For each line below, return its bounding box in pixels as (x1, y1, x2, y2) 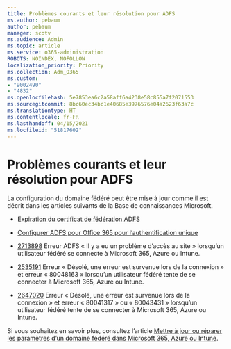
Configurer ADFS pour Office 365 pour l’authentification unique (17, 229, 198, 237)
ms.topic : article (7, 42, 60, 49)
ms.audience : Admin (7, 36, 64, 43)
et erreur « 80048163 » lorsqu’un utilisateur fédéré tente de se (17, 270, 196, 279)
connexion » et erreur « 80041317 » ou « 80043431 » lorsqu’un (17, 298, 198, 307)
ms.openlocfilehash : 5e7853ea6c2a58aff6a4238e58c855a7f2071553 (7, 95, 194, 102)
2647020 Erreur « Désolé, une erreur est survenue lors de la (17, 291, 191, 300)
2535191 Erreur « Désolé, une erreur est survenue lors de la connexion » (17, 263, 224, 271)
